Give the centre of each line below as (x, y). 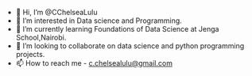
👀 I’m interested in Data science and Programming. (99, 21)
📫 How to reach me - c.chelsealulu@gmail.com (94, 63)
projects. (30, 54)
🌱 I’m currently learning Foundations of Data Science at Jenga (117, 29)
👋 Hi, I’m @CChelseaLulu (56, 12)
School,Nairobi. (41, 37)
